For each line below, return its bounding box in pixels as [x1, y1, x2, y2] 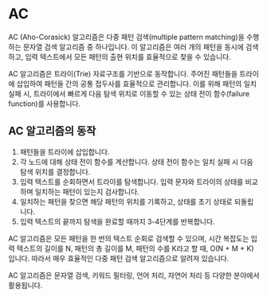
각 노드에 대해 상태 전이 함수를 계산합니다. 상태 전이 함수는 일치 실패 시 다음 [19, 157, 253, 166]
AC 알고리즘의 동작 [8, 124, 96, 138]
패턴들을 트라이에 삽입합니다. [19, 147, 110, 156]
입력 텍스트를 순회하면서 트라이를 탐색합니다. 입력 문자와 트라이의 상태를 [19, 177, 244, 186]
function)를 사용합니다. [8, 99, 81, 108]
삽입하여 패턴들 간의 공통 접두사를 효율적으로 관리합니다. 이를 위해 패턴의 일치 [16, 79, 257, 88]
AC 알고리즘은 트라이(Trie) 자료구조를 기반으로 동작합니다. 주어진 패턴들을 [8, 68, 238, 78]
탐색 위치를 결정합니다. [19, 166, 91, 176]
